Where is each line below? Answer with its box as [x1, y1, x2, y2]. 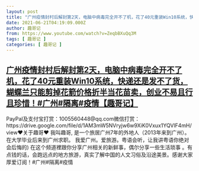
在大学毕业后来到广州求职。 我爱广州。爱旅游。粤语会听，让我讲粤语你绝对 [6, 136, 190, 143]
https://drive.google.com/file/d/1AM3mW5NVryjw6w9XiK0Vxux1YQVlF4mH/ [6, 122, 192, 129]
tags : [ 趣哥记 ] [6, 36, 46, 42]
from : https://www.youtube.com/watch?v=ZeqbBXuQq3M [6, 31, 136, 37]
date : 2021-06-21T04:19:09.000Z [6, 20, 86, 25]
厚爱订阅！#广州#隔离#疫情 [6, 158, 73, 166]
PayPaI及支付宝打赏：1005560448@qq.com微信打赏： [6, 115, 140, 122]
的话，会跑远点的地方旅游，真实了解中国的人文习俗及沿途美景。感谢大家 [16, 151, 193, 158]
